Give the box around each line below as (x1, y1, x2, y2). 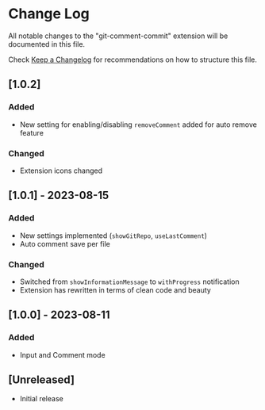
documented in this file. (8, 39, 86, 48)
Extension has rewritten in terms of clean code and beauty (19, 285, 212, 294)
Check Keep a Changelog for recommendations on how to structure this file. (8, 55, 258, 64)
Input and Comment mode (19, 350, 106, 359)
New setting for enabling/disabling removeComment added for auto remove (19, 120, 258, 129)
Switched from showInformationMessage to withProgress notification (19, 277, 240, 286)
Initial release (19, 394, 63, 404)
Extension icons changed (19, 166, 103, 175)
